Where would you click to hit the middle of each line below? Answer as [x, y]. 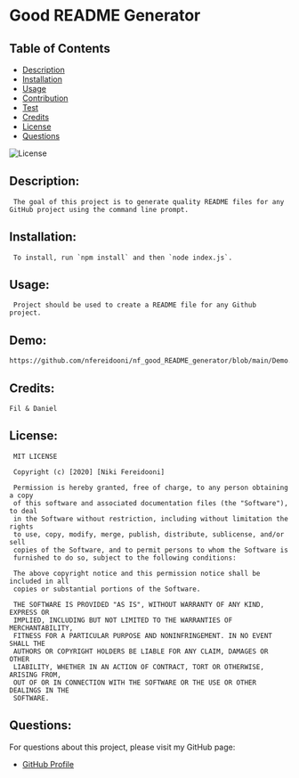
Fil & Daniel [33, 409]
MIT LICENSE [35, 456]
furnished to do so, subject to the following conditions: [125, 558]
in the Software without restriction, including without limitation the [151, 519]
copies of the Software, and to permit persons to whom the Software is [151, 550]
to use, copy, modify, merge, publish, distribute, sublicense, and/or [149, 534]
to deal [24, 511]
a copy [21, 495]
